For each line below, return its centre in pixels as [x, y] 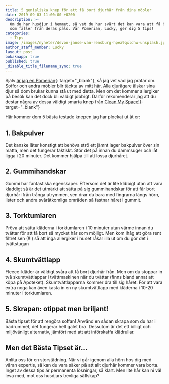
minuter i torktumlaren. [29, 293]
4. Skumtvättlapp [33, 259]
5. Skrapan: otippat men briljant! [57, 309]
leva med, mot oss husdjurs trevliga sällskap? [52, 376]
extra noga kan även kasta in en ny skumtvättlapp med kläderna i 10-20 [79, 288]
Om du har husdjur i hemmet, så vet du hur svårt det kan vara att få [85, 24]
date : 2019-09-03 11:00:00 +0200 [40, 15]
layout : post [19, 52]
